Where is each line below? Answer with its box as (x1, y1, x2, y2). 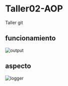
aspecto (5, 62, 31, 70)
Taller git (5, 19, 23, 25)
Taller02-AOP (5, 3, 63, 14)
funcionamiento (5, 34, 56, 42)
